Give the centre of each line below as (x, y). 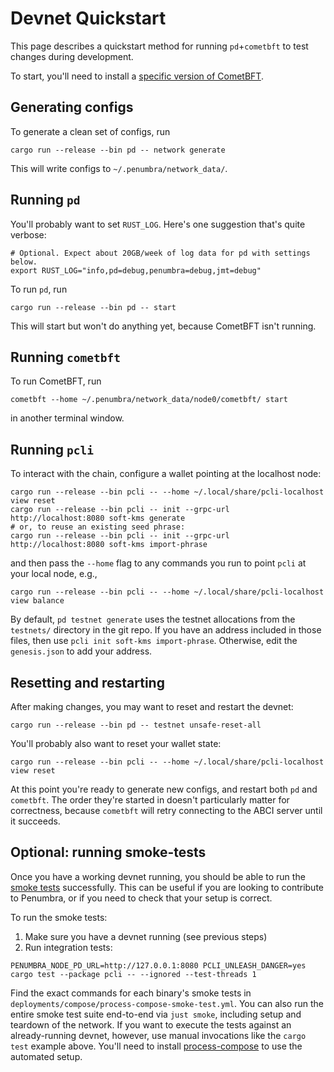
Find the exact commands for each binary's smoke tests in (131, 993)
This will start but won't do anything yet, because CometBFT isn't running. (163, 326)
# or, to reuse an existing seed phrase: (98, 527)
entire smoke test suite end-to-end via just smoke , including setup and (156, 1014)
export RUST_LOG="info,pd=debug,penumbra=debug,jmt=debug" (136, 270)
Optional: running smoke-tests (108, 852)
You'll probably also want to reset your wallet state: (116, 743)
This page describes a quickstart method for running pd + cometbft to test (159, 46)
